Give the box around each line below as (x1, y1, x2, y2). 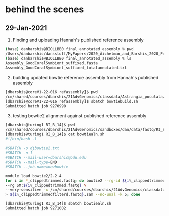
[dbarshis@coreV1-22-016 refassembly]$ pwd (5, 90, 98, 95)
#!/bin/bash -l (5, 136, 37, 141)
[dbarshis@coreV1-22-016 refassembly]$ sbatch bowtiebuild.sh (5, 99, 138, 104)
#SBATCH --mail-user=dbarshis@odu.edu (5, 155, 87, 160)
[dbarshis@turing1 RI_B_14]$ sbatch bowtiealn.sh (5, 201, 112, 206)
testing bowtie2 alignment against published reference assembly (12, 112, 147, 119)
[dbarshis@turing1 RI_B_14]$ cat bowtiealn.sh (5, 132, 105, 137)
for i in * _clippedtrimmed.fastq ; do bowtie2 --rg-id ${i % (5, 178, 132, 183)
